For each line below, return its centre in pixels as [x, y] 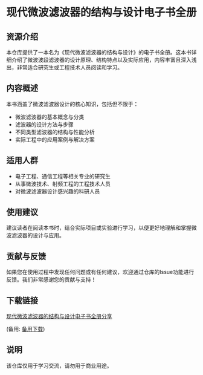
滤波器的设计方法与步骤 [44, 124]
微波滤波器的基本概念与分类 [50, 117]
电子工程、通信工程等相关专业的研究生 [63, 176]
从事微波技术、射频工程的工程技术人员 [63, 184]
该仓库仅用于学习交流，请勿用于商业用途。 [59, 365]
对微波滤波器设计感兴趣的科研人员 [57, 191]
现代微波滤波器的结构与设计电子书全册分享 [59, 316]
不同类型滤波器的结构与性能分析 [55, 132]
